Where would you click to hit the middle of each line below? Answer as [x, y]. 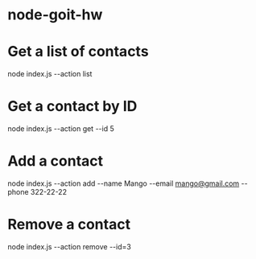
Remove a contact [69, 225]
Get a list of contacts [78, 52]
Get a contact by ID [72, 107]
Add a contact [56, 161]
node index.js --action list [50, 74]
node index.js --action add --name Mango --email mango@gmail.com [124, 183]
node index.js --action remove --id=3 [70, 246]
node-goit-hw [55, 15]
